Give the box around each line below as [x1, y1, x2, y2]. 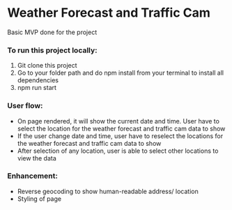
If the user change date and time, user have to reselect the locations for [17, 131, 224, 140]
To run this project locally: [7, 45, 98, 55]
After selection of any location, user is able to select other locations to [17, 147, 219, 155]
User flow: [7, 101, 43, 111]
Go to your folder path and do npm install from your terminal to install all [17, 68, 224, 77]
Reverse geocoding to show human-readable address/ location [17, 187, 199, 195]
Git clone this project [17, 61, 78, 70]
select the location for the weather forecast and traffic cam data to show [17, 124, 226, 133]
